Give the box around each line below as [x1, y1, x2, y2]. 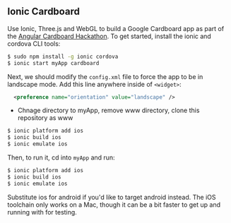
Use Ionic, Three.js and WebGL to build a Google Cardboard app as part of [7, 24, 225, 32]
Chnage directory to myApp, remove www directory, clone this [17, 106, 200, 115]
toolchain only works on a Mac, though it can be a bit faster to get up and [7, 200, 221, 209]
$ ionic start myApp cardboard [7, 59, 100, 66]
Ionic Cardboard [7, 6, 80, 18]
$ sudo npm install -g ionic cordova [7, 53, 119, 60]
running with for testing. [7, 207, 78, 216]
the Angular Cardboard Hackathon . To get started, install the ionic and [7, 32, 212, 40]
